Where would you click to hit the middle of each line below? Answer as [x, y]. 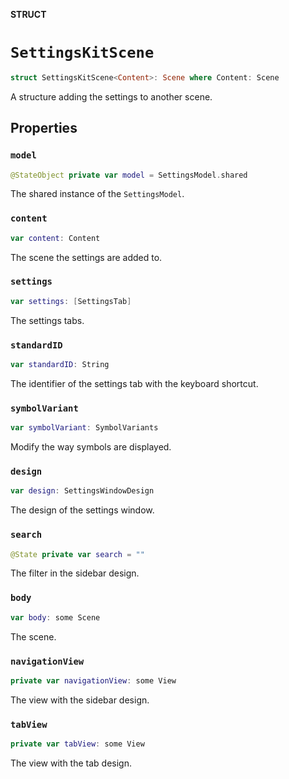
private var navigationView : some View [93, 680]
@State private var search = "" [77, 554]
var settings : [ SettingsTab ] [71, 301]
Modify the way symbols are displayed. [91, 447]
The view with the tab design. [71, 763]
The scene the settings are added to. [86, 257]
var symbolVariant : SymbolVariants [84, 428]
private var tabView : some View [77, 744]
